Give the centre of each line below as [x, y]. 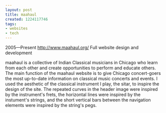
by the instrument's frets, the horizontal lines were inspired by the [73, 94]
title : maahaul [21, 15]
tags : [11, 24]
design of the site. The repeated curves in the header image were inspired [81, 89]
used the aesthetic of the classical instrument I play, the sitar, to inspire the [82, 84]
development [19, 53]
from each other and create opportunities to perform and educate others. [80, 68]
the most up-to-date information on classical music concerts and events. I [81, 79]
